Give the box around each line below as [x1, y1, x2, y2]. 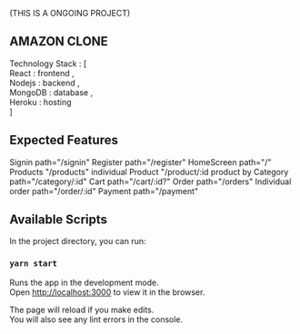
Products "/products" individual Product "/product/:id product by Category [9, 166, 289, 177]
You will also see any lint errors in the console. [9, 313, 184, 325]
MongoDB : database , [9, 86, 94, 98]
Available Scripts [9, 212, 107, 228]
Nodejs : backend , [9, 77, 80, 88]
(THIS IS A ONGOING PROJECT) [9, 8, 131, 18]
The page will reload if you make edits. [9, 304, 155, 315]
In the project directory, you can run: [9, 236, 146, 247]
